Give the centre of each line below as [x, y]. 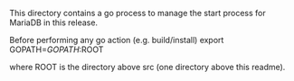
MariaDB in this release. [53, 22]
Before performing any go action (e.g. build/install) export [117, 40]
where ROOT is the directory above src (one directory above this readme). [147, 67]
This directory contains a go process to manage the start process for [138, 13]
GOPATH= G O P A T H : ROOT [57, 49]
